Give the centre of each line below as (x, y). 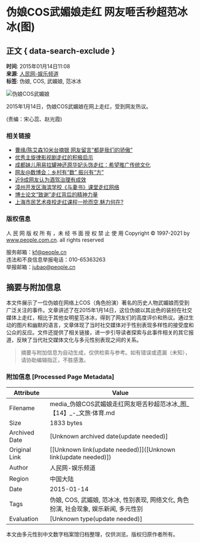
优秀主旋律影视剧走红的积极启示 (54, 158)
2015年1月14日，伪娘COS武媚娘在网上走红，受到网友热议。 (79, 106)
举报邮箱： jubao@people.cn (41, 267)
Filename (22, 408)
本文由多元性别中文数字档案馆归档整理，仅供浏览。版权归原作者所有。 (92, 534)
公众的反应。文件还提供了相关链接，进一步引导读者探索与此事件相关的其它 (97, 332)
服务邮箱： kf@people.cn (36, 252)
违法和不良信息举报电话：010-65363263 (56, 259)
